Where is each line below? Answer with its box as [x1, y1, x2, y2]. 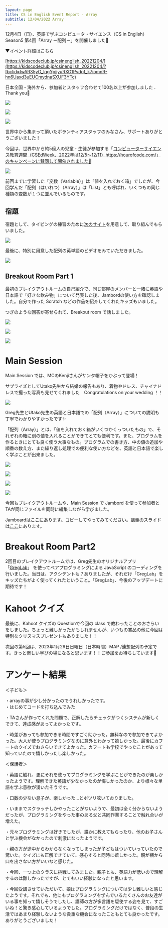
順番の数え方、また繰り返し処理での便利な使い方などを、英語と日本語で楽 [5, 445, 159, 451]
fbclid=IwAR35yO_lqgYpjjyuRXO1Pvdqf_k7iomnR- [5, 69, 108, 75]
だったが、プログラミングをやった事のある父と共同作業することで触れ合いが [5, 811, 163, 818]
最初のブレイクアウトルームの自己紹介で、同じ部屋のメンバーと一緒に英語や [5, 286, 163, 292]
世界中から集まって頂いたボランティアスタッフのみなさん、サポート [5, 129, 145, 135]
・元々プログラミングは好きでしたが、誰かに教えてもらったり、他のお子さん [5, 829, 163, 835]
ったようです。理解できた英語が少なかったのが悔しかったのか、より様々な [5, 778, 159, 784]
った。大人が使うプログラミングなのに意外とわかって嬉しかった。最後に [5, 738, 154, 744]
